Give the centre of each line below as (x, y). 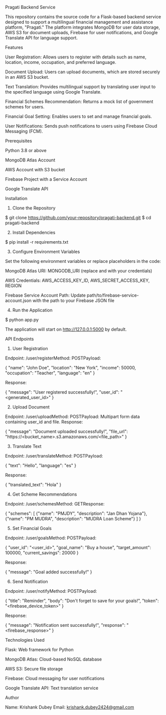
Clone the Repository (34, 208)
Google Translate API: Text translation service (52, 688)
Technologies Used (25, 640)
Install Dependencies (34, 232)
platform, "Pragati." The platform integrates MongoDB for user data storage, (83, 27)
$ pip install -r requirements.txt (37, 242)
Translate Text (27, 446)
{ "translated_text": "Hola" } (33, 485)
